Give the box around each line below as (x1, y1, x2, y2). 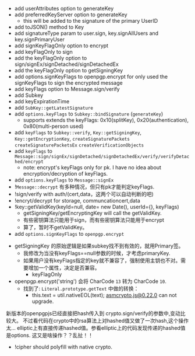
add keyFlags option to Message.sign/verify (14, 86, 120, 92)
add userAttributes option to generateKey (14, 5, 114, 12)
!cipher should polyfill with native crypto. (14, 344, 112, 350)
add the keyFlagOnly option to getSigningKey (14, 67, 123, 74)
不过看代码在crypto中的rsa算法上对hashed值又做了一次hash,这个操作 (22, 317, 189, 324)
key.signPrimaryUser (14, 36, 65, 43)
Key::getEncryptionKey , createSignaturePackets (14, 135, 130, 142)
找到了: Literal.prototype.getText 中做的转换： (23, 285, 139, 292)
